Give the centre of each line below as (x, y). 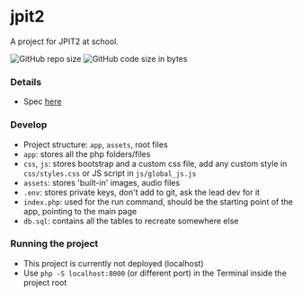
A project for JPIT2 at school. (65, 41)
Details (26, 82)
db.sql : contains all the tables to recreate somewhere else (131, 221)
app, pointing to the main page (80, 211)
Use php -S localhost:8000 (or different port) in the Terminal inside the (155, 273)
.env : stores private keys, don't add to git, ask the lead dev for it (141, 192)
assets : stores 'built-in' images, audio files (102, 182)
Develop (29, 125)
